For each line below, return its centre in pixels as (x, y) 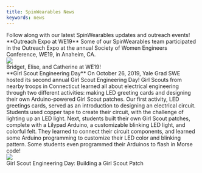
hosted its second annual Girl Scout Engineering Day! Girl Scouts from (94, 80)
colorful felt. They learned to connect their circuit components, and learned (101, 131)
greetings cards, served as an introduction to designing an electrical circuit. (101, 105)
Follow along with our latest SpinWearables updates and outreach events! (98, 35)
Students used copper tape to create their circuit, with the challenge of (95, 112)
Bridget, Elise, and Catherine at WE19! (54, 67)
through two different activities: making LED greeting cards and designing (99, 92)
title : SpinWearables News (40, 12)
